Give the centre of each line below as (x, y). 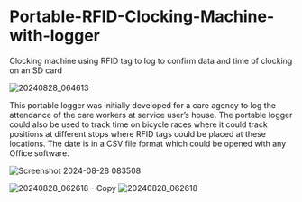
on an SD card (36, 70)
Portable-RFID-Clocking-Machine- (142, 17)
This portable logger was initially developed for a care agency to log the (143, 105)
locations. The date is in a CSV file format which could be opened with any (148, 143)
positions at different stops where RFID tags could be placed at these (137, 133)
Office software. (39, 153)
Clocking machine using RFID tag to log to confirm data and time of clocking (151, 60)
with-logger (55, 36)
